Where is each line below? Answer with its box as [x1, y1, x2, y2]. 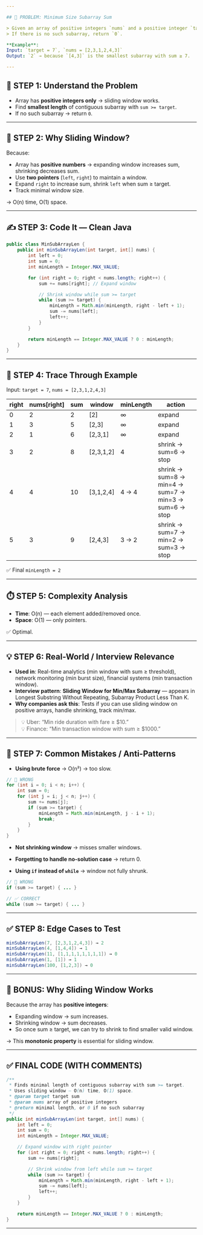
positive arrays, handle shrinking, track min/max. [14, 706, 137, 714]
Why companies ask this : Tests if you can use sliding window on [14, 700, 178, 707]
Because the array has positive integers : [6, 1001, 109, 1008]
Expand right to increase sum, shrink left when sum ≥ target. [14, 180, 171, 187]
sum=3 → [158, 543, 185, 552]
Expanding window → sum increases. [14, 1012, 109, 1020]
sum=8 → [158, 473, 185, 481]
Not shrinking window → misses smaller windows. [14, 844, 142, 851]
